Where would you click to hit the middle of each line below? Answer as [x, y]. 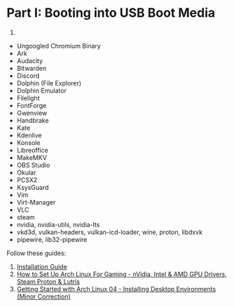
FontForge [32, 105]
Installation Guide [42, 266]
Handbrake [33, 120]
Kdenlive [29, 135]
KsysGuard [33, 187]
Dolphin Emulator [42, 90]
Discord [28, 76]
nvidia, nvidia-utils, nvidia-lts [58, 224]
